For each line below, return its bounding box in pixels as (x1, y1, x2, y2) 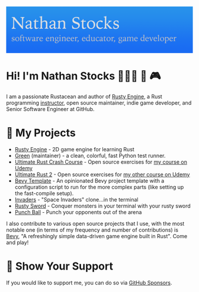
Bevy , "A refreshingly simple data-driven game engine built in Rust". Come (6, 232, 188, 239)
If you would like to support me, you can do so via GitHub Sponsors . (6, 279, 172, 286)
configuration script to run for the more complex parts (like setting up (14, 183, 184, 190)
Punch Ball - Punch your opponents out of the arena (14, 208, 142, 216)
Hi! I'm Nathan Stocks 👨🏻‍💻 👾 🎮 (6, 69, 161, 83)
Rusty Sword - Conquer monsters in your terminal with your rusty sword (14, 202, 191, 209)
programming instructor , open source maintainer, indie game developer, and (6, 99, 192, 106)
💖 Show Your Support (6, 259, 114, 273)
